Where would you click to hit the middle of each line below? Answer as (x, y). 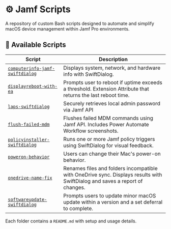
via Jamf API (78, 109)
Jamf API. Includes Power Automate (106, 124)
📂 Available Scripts (36, 45)
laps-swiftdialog (29, 106)
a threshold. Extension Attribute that (106, 89)
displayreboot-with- (33, 86)
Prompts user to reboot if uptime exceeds (113, 82)
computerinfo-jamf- (31, 68)
